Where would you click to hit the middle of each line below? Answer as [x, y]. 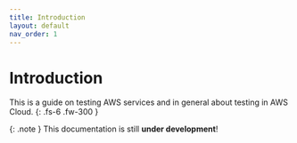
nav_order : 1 [33, 34]
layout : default [39, 26]
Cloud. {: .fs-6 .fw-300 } [54, 112]
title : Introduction [48, 17]
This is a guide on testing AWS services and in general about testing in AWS [148, 102]
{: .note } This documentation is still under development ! [114, 129]
